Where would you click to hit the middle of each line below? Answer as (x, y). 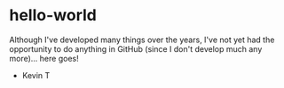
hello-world (53, 15)
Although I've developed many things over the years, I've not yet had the (142, 40)
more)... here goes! (44, 58)
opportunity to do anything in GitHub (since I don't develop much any (136, 48)
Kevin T (36, 75)
